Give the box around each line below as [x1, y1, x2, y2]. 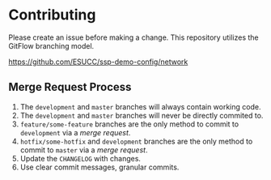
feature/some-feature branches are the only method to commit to [19, 119, 239, 129]
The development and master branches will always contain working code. [19, 101, 261, 111]
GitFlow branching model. [8, 41, 95, 50]
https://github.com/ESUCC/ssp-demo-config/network [8, 57, 188, 66]
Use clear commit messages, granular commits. [19, 162, 180, 172]
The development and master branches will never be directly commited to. [19, 110, 264, 120]
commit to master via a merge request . [19, 144, 148, 155]
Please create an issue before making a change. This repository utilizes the [8, 32, 259, 42]
